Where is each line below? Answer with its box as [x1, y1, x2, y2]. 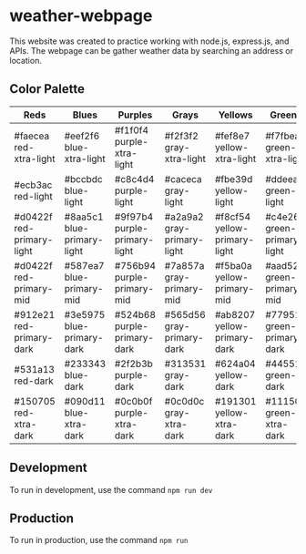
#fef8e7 [214, 129, 250, 142]
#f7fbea [265, 129, 301, 142]
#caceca [164, 172, 202, 185]
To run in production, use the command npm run [9, 535, 189, 546]
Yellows [218, 108, 253, 121]
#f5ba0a [214, 259, 252, 272]
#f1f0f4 [114, 124, 148, 137]
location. [9, 55, 43, 66]
